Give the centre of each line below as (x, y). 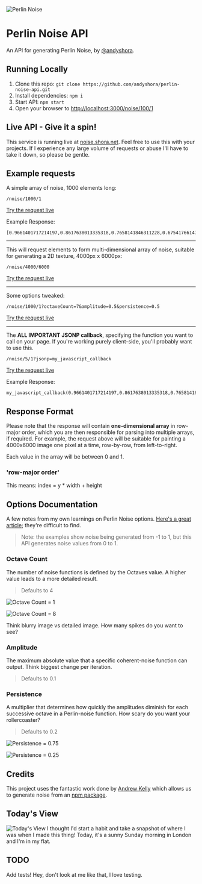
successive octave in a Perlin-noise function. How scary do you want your (98, 713)
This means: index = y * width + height (54, 486)
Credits (20, 774)
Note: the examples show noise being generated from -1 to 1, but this (106, 537)
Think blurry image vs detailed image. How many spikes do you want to (95, 625)
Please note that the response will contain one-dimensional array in (91, 426)
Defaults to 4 (37, 590)
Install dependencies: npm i (49, 95)
